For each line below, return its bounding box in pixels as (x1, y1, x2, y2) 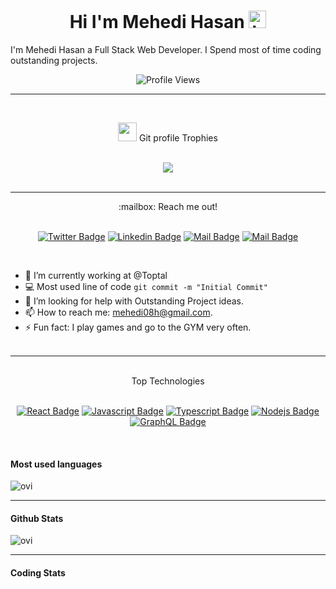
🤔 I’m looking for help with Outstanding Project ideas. (24, 295, 244, 307)
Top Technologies (131, 375, 205, 387)
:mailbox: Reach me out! (118, 200, 218, 212)
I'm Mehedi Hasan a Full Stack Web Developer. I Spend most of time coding (10, 43, 322, 55)
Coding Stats (10, 566, 66, 579)
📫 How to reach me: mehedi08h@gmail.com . (24, 306, 213, 318)
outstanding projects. (10, 54, 98, 66)
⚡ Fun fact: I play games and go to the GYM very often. (24, 321, 252, 333)
